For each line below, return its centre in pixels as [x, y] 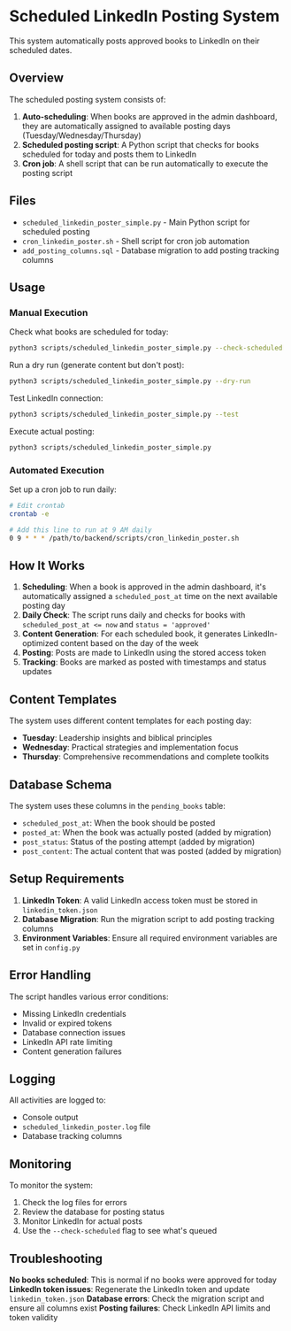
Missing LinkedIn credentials [74, 1013]
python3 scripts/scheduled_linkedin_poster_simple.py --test [124, 414]
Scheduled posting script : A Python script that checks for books [140, 144]
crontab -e [29, 514]
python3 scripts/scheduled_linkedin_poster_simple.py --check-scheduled [146, 348]
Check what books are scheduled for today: [89, 332]
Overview [37, 78]
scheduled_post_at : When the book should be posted [119, 823]
